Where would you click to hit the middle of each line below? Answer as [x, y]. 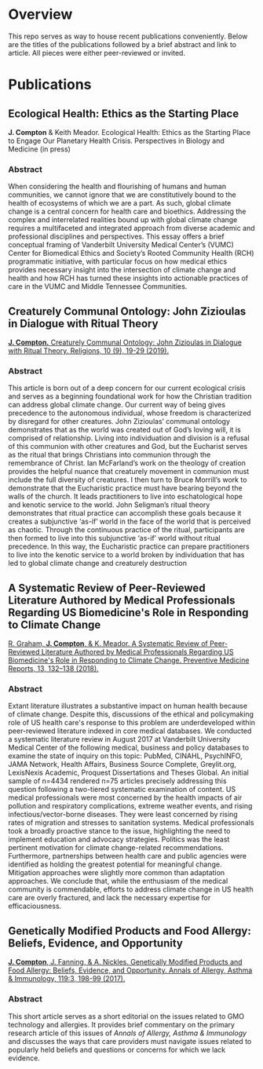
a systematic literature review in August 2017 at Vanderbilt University [119, 739]
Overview [40, 15]
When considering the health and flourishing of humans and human [117, 187]
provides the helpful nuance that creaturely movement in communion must [129, 472]
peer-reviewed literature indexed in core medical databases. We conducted [130, 731]
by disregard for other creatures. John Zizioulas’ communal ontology [119, 421]
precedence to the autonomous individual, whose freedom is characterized [130, 413]
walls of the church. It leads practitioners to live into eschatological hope [126, 497]
